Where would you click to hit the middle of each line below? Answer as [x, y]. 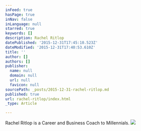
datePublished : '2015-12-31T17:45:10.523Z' [52, 43]
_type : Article [21, 104]
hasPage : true [20, 15]
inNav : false [19, 19]
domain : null [23, 76]
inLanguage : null [23, 24]
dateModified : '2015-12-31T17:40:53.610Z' [50, 47]
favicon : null [24, 85]
